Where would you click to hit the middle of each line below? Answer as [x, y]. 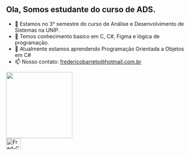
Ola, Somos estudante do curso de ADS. [81, 10]
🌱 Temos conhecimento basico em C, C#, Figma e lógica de [87, 36]
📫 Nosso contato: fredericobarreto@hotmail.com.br [78, 62]
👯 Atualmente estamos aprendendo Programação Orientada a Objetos [99, 49]
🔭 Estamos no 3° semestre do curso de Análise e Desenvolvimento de [99, 23]
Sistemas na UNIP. [37, 30]
